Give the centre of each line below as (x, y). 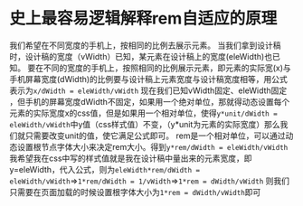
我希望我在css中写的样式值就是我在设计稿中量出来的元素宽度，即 (131, 158)
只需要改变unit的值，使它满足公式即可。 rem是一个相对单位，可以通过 (155, 136)
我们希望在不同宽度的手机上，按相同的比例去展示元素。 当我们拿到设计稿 (145, 45)
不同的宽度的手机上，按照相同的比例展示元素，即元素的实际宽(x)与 (167, 68)
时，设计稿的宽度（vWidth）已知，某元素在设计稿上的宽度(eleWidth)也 (141, 56)
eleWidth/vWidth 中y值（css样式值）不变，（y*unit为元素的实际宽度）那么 (145, 124)
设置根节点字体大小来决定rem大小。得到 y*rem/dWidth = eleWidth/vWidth (152, 146)
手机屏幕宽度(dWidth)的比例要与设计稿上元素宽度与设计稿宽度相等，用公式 (148, 79)
